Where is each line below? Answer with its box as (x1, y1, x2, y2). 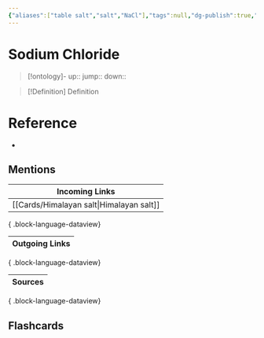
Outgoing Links (12, 238, 71, 249)
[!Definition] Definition (27, 86, 100, 96)
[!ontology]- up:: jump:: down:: (27, 72, 127, 81)
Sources (12, 277, 45, 288)
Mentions (8, 163, 57, 176)
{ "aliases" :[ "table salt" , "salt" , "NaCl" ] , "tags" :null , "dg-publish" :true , (8, 11, 255, 20)
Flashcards (8, 319, 64, 332)
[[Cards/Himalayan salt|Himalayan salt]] (12, 200, 160, 211)
